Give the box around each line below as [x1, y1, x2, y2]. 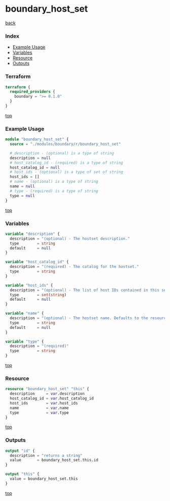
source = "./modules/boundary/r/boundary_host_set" [10, 142, 121, 147]
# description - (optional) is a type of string [10, 150, 114, 155]
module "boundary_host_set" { [5, 137, 69, 142]
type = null [10, 193, 35, 198]
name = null [10, 184, 35, 189]
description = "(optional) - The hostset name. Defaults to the [10, 316, 148, 321]
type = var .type [10, 410, 69, 415]
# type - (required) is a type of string [10, 189, 99, 194]
